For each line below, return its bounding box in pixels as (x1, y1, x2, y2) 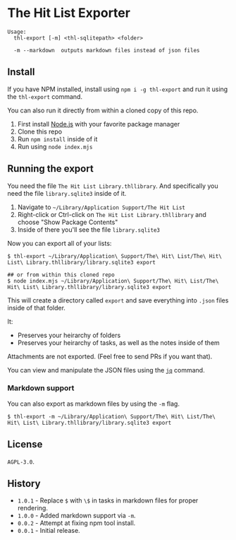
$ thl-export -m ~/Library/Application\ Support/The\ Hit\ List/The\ (7, 413, 216, 420)
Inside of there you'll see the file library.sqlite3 (17, 225, 161, 234)
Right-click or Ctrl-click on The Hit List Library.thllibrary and (17, 210, 206, 218)
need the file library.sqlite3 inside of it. (7, 189, 127, 197)
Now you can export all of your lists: (7, 239, 112, 247)
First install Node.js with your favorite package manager (17, 119, 180, 128)
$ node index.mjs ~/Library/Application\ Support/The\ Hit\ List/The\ (7, 277, 219, 284)
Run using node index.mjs (17, 142, 93, 151)
